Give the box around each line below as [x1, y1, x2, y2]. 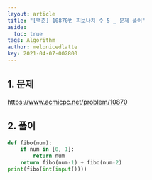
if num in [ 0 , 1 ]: [20, 146, 75, 153]
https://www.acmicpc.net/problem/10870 [7, 97, 128, 106]
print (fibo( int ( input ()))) [7, 166, 87, 173]
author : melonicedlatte [7, 43, 78, 51]
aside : [7, 23, 27, 31]
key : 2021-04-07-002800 [7, 51, 78, 58]
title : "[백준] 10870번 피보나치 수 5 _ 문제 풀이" [7, 17, 146, 24]
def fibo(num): [7, 139, 53, 147]
